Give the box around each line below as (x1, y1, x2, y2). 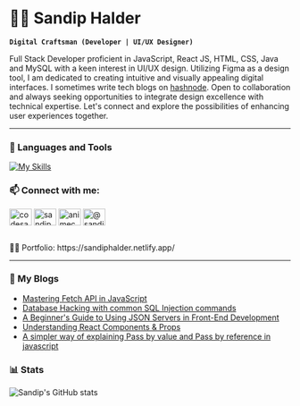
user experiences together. (9, 110, 109, 121)
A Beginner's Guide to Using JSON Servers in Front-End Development (21, 312, 279, 323)
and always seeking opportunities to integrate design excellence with (9, 91, 264, 102)
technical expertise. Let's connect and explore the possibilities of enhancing (9, 100, 290, 111)
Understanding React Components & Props (21, 321, 181, 332)
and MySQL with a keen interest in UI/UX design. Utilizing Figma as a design (9, 63, 290, 73)
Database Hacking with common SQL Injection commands (21, 302, 237, 313)
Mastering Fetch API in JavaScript (21, 292, 147, 303)
